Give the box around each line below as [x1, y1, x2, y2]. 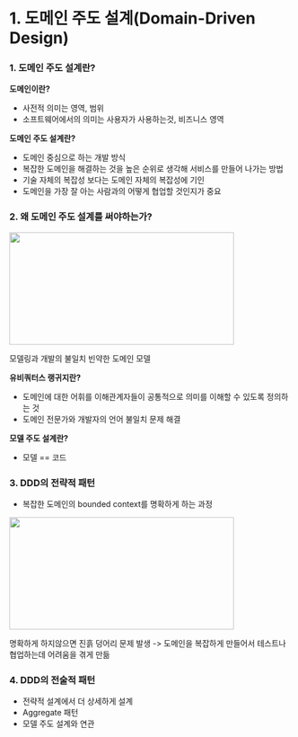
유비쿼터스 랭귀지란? [9, 372, 82, 383]
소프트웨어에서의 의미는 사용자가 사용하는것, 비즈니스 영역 [22, 114, 224, 125]
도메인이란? [9, 84, 51, 94]
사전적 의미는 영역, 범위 [22, 102, 105, 113]
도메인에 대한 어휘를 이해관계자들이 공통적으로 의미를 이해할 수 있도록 [22, 391, 265, 402]
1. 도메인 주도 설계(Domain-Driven [9, 8, 256, 29]
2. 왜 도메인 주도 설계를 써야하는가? [9, 210, 153, 223]
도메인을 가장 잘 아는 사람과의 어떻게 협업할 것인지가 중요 [22, 186, 222, 197]
